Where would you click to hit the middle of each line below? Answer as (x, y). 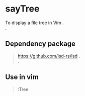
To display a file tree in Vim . (34, 23)
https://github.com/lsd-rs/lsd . (49, 56)
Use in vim (22, 77)
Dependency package (40, 44)
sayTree (22, 9)
